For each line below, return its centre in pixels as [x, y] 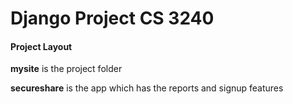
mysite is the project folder [66, 69]
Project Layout [41, 46]
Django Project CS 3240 [112, 18]
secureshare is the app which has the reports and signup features [147, 88]
